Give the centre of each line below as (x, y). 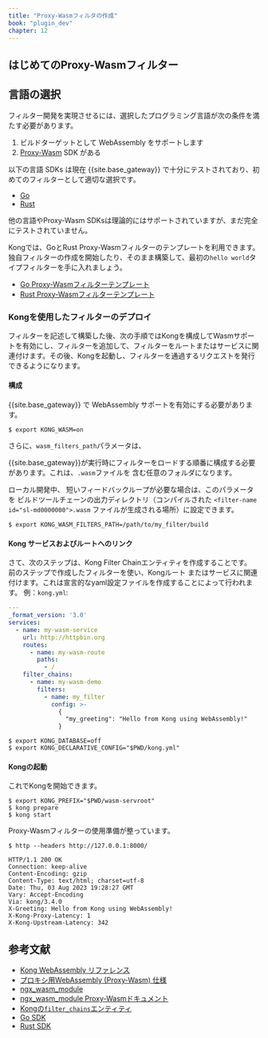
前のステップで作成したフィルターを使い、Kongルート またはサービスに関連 (133, 573)
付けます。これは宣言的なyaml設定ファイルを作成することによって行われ (127, 583)
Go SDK (33, 1018)
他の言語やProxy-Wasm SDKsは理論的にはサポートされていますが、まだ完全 (133, 220)
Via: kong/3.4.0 (35, 902)
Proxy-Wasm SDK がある (60, 152)
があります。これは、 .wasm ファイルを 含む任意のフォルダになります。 (122, 473)
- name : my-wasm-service (57, 630)
